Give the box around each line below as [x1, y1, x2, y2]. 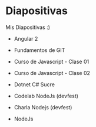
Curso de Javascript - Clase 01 [14, 58, 90, 65]
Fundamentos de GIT [14, 46, 65, 54]
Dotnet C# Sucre [14, 81, 55, 88]
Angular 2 [14, 35, 38, 42]
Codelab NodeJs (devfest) [14, 92, 79, 99]
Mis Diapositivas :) [5, 24, 51, 31]
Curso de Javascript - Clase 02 [14, 69, 91, 76]
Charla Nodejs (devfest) [14, 103, 72, 110]
